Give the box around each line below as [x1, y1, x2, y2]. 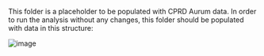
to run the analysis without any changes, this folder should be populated [8, 15, 244, 24]
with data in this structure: [8, 24, 94, 32]
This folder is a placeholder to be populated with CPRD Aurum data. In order [8, 7, 257, 16]
